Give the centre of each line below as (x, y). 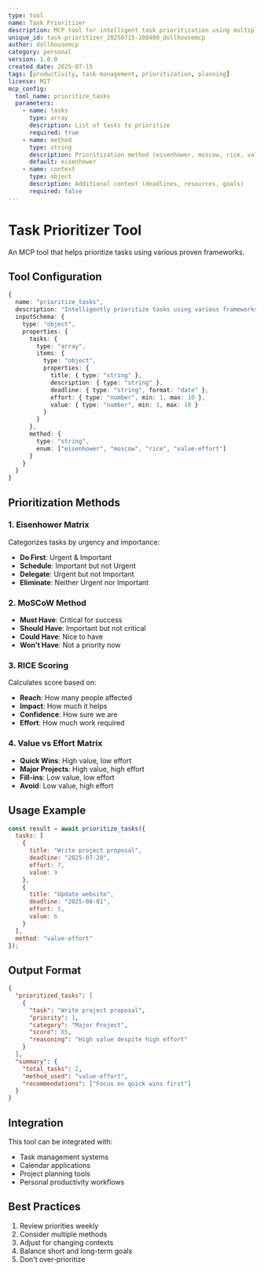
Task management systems (64, 1157)
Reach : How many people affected (76, 698)
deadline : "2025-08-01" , (70, 902)
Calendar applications (55, 1166)
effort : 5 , (47, 909)
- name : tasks (45, 111)
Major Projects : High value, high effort (82, 769)
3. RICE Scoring (38, 666)
